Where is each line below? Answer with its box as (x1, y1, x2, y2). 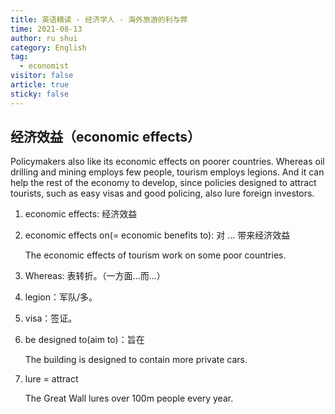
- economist (19, 61, 70, 71)
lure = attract (24, 373, 79, 385)
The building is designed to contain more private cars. (24, 354, 248, 366)
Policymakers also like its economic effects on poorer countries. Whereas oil (10, 156, 325, 168)
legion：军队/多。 (24, 291, 98, 303)
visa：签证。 (24, 312, 78, 325)
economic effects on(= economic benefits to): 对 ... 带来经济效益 (24, 229, 291, 241)
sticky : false (10, 89, 70, 99)
